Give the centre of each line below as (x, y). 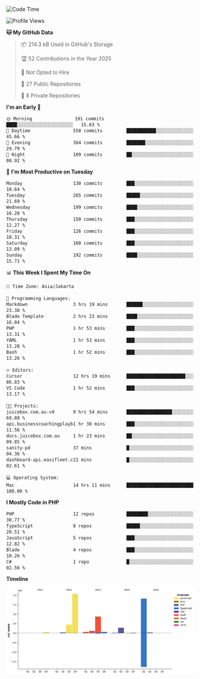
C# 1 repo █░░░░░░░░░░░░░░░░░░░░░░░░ (100, 562)
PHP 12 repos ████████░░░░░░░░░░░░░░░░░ (100, 514)
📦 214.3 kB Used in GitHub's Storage (67, 44)
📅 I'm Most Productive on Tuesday (50, 172)
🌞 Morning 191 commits (55, 119)
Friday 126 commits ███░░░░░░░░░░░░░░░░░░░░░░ (100, 231)
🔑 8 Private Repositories (50, 95)
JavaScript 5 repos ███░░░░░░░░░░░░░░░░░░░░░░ (100, 538)
